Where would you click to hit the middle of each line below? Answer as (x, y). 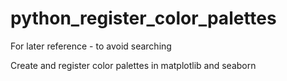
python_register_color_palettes (143, 18)
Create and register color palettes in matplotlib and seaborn (133, 65)
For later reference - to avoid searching (91, 46)
